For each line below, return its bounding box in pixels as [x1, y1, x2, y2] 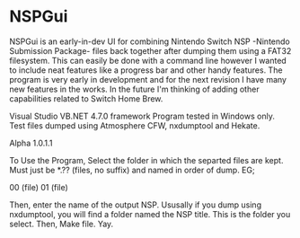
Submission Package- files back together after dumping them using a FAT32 [9, 45, 292, 56]
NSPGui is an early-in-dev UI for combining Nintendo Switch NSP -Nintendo [9, 36, 290, 47]
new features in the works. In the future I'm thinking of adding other [9, 84, 260, 94]
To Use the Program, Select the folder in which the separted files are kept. [9, 154, 284, 165]
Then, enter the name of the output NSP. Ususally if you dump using [9, 199, 262, 210]
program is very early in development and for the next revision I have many [9, 74, 287, 84]
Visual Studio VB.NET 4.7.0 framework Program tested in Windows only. [9, 110, 276, 121]
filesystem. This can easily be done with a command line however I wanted [9, 55, 287, 66]
